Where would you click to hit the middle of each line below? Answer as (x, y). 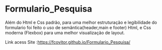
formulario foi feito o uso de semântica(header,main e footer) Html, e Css (78, 27)
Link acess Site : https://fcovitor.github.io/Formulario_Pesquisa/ (68, 42)
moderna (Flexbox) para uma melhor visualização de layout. (65, 33)
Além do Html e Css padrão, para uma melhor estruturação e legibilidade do (81, 22)
